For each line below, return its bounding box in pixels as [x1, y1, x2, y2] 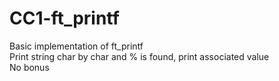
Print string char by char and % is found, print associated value [9, 50, 270, 62]
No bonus [9, 61, 50, 73]
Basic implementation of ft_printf [9, 40, 144, 52]
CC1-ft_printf [9, 7, 120, 30]
